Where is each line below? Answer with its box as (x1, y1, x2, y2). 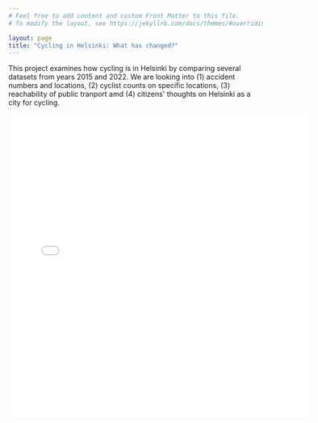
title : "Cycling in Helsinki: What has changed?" (8, 41, 179, 49)
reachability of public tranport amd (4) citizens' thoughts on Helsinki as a (8, 90, 251, 99)
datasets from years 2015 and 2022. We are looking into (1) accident (8, 72, 236, 82)
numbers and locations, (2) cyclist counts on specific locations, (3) (8, 81, 231, 90)
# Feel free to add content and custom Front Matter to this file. (8, 11, 241, 20)
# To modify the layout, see (8, 19, 107, 27)
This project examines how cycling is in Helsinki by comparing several (8, 64, 241, 73)
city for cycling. (8, 98, 61, 107)
